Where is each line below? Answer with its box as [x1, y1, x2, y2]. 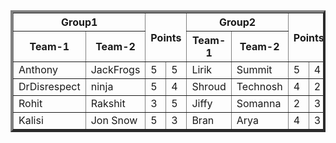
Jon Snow [90, 114, 138, 127]
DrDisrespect [18, 80, 81, 93]
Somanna [236, 97, 282, 110]
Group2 [218, 15, 257, 29]
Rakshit [90, 97, 126, 110]
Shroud [191, 80, 227, 93]
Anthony [18, 63, 58, 76]
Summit [236, 63, 273, 76]
